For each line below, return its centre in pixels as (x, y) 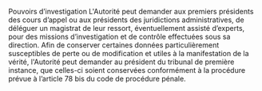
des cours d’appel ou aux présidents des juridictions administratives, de (127, 20)
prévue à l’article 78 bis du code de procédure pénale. (97, 79)
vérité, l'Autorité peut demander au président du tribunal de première (121, 62)
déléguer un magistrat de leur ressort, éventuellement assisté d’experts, (127, 28)
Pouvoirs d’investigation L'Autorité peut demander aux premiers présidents (131, 11)
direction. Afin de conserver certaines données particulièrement (114, 45)
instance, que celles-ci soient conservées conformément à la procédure (127, 70)
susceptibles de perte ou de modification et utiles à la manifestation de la (129, 53)
